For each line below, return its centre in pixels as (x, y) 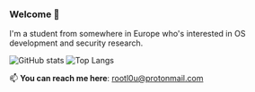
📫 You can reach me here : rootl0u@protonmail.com (106, 79)
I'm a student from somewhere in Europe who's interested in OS (127, 34)
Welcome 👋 (35, 14)
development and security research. (76, 43)
